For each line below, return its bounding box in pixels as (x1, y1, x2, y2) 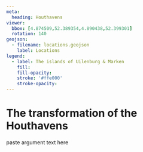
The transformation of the (6, 107, 138, 120)
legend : (6, 53, 26, 59)
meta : (6, 8, 20, 15)
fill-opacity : (17, 70, 52, 76)
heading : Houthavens (11, 14, 63, 20)
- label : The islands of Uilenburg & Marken (11, 58, 124, 64)
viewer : (6, 20, 26, 26)
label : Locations (17, 48, 60, 54)
